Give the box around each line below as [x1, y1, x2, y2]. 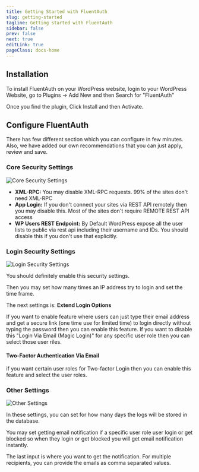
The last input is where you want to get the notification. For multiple [6, 453, 172, 460]
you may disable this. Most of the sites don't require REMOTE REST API [14, 207, 189, 214]
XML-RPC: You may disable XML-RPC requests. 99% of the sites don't [14, 188, 188, 195]
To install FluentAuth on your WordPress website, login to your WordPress [6, 85, 187, 92]
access [14, 213, 33, 220]
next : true [6, 36, 33, 42]
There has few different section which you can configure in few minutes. [6, 136, 184, 143]
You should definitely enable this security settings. [6, 272, 129, 279]
